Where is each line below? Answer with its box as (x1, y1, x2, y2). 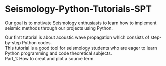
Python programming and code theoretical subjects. (5, 50, 112, 56)
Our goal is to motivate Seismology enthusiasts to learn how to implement (5, 20, 157, 26)
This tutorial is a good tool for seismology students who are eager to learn (5, 45, 157, 51)
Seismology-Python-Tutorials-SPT (5, 3, 152, 15)
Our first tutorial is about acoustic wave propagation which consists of (5, 34, 150, 40)
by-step (5, 39, 21, 45)
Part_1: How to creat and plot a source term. (5, 55, 95, 61)
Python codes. (22, 39, 52, 45)
